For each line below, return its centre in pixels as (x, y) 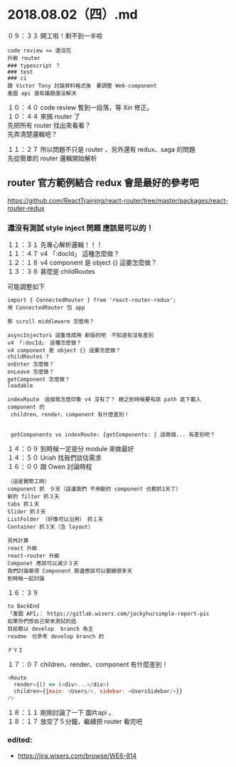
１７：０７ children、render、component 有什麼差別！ (88, 664)
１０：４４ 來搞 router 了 (44, 116)
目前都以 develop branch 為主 (50, 629)
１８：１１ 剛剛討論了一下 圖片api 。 (61, 712)
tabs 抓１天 (23, 504)
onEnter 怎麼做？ (31, 364)
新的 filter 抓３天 (33, 497)
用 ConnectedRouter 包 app (46, 308)
